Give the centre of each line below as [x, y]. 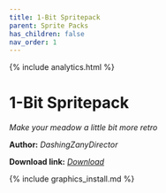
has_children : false [47, 34]
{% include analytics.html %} [62, 67]
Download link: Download [57, 162]
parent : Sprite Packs [49, 26]
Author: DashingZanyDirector [64, 145]
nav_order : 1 [33, 42]
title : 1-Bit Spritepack [55, 17]
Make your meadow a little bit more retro [83, 127]
